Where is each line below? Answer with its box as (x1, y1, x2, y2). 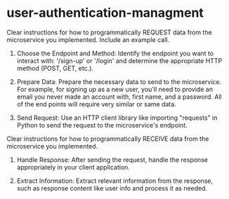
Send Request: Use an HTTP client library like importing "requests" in (16, 114, 218, 122)
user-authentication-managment (6, 5, 204, 21)
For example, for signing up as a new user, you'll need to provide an (16, 85, 214, 93)
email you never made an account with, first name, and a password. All (16, 92, 222, 101)
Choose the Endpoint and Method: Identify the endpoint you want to (16, 49, 214, 57)
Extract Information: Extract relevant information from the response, (16, 177, 214, 185)
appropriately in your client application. (16, 163, 131, 171)
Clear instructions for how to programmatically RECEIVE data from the (6, 135, 209, 143)
